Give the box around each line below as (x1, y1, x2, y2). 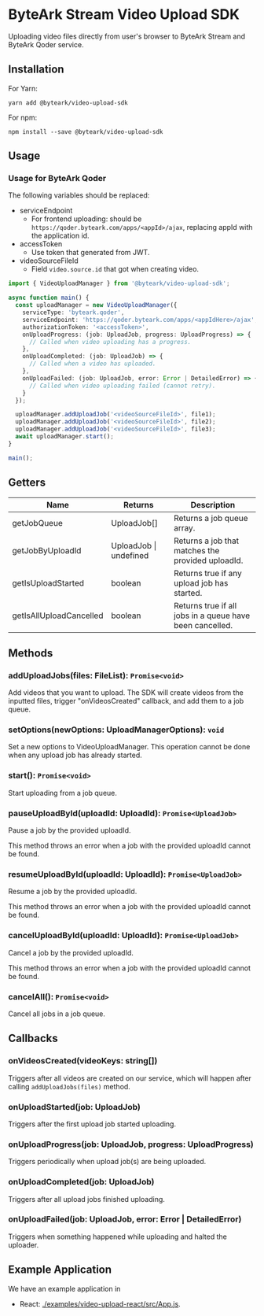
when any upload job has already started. (8, 750, 143, 760)
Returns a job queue (174, 512, 248, 523)
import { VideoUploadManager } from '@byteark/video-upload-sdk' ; (8, 279, 230, 288)
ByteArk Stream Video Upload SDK (8, 6, 240, 24)
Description (190, 499, 236, 510)
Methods (8, 646, 53, 660)
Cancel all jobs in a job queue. (8, 1009, 106, 1018)
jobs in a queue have (174, 610, 251, 621)
